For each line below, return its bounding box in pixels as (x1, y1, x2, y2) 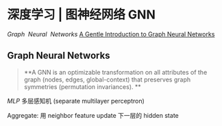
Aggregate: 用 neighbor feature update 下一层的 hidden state (7, 111, 180, 119)
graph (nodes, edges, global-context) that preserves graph (23, 75, 190, 84)
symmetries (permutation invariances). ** (23, 82, 142, 90)
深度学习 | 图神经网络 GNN (7, 7, 156, 23)
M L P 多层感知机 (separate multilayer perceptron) (7, 97, 145, 105)
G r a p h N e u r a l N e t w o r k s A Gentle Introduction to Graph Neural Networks (7, 29, 215, 38)
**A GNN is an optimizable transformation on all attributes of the (23, 68, 208, 76)
